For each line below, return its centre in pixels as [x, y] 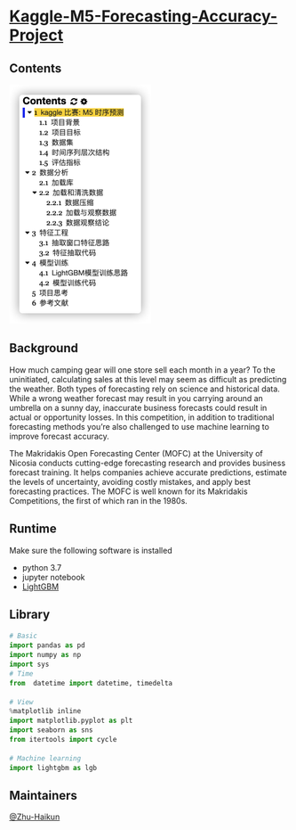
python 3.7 [42, 567]
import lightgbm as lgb [53, 768]
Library [30, 615]
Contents [36, 68]
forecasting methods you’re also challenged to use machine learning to [139, 426]
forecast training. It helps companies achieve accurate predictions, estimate [148, 472]
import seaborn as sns [51, 730]
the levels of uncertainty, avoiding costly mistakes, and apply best [130, 481]
